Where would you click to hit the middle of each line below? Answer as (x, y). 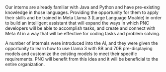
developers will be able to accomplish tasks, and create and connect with (80, 28)
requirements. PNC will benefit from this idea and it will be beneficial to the (82, 59)
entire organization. (25, 64)
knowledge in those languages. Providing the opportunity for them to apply (82, 12)
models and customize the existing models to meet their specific (71, 54)
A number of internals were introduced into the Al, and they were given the (82, 43)
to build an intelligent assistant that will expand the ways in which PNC (77, 23)
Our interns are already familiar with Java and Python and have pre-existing (83, 7)
